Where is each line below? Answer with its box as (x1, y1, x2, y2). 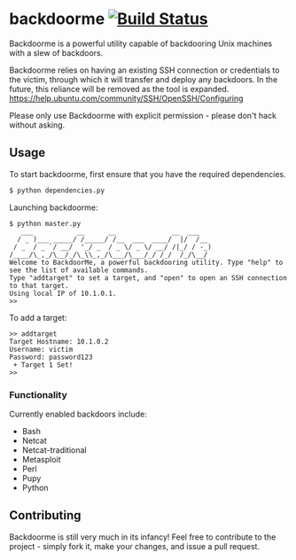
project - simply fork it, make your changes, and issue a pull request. (9, 541, 260, 551)
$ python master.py (9, 219, 82, 228)
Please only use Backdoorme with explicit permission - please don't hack (9, 110, 277, 121)
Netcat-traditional (21, 444, 87, 455)
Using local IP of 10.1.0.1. (9, 289, 117, 298)
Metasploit (21, 454, 61, 464)
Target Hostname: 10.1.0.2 (9, 337, 109, 346)
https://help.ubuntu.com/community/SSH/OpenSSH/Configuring (9, 93, 244, 104)
